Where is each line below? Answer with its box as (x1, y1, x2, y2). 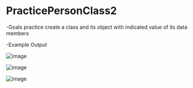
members (6, 29, 29, 36)
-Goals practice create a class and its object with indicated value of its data (6, 23, 188, 31)
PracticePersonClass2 (6, 4, 117, 18)
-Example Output (6, 41, 47, 48)
